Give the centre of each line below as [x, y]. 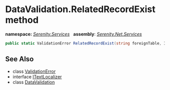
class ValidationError [34, 71]
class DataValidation [34, 82]
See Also [19, 59]
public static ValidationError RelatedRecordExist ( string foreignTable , [83, 43]
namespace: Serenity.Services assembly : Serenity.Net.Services [74, 34]
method [22, 20]
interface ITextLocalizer [37, 76]
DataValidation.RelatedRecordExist [80, 9]
